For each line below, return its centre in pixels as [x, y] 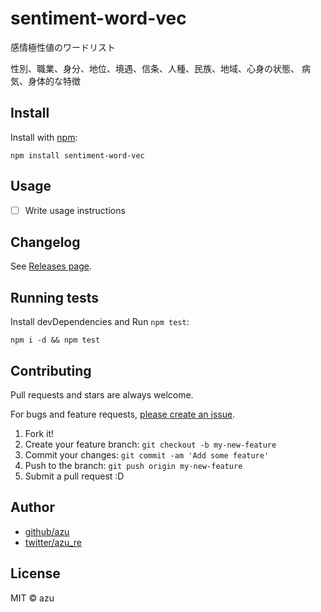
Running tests [55, 297]
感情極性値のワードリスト [63, 47]
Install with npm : [44, 137]
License [35, 573]
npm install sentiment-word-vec [77, 155]
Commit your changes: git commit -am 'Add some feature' [147, 455]
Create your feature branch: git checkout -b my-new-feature [150, 444]
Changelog [45, 242]
